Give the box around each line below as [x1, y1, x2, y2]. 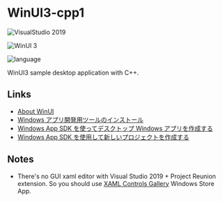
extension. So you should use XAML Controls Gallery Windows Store [17, 179, 215, 187]
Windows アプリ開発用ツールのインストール [17, 115, 144, 123]
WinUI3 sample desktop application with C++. [7, 68, 139, 77]
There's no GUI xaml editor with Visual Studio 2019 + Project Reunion [17, 172, 216, 180]
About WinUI [17, 107, 54, 116]
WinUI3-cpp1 [7, 5, 85, 21]
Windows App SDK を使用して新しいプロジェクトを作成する [17, 132, 190, 141]
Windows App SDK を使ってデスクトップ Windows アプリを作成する [17, 124, 214, 132]
